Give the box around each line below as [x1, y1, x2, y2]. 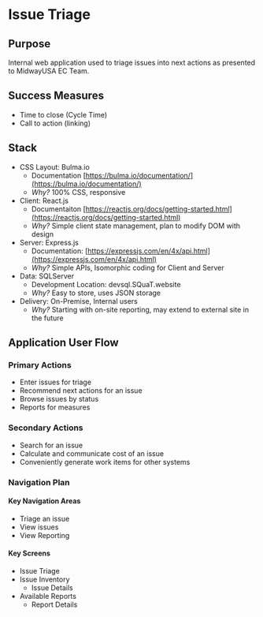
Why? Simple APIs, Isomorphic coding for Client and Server [31, 263, 224, 272]
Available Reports [19, 591, 77, 600]
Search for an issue [19, 440, 83, 450]
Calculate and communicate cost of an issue [19, 448, 164, 458]
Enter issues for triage [19, 377, 92, 387]
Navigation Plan [8, 477, 70, 488]
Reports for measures [19, 402, 91, 412]
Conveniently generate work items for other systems [19, 457, 191, 466]
